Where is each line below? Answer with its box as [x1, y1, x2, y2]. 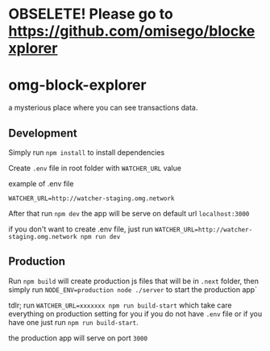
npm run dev [80, 232, 121, 240]
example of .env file [8, 178, 74, 188]
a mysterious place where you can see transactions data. [8, 102, 198, 113]
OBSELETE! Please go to [8, 5, 173, 23]
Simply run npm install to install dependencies [8, 147, 165, 157]
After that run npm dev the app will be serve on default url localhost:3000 [8, 208, 250, 218]
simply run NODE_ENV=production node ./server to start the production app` [8, 284, 258, 295]
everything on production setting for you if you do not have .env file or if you [8, 308, 263, 319]
